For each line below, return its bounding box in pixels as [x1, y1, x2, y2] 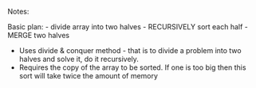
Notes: [7, 7, 30, 16]
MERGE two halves [7, 31, 69, 40]
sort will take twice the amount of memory [18, 71, 159, 80]
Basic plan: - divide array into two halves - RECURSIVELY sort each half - [7, 22, 249, 31]
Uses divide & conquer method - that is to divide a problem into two [18, 46, 242, 55]
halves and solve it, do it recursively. [18, 55, 139, 63]
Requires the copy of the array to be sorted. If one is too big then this [18, 63, 246, 72]
